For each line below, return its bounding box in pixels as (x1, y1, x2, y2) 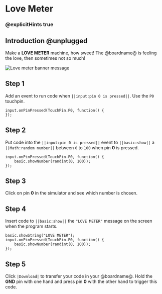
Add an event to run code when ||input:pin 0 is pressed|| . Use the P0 (5, 92, 154, 99)
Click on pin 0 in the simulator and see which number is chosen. (5, 190, 138, 196)
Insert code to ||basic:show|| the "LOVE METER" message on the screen (5, 218, 152, 224)
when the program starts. (5, 223, 58, 229)
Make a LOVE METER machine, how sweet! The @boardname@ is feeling (5, 50, 157, 56)
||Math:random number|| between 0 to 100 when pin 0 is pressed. (5, 144, 139, 151)
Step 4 (5, 205, 27, 213)
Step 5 (5, 260, 26, 268)
